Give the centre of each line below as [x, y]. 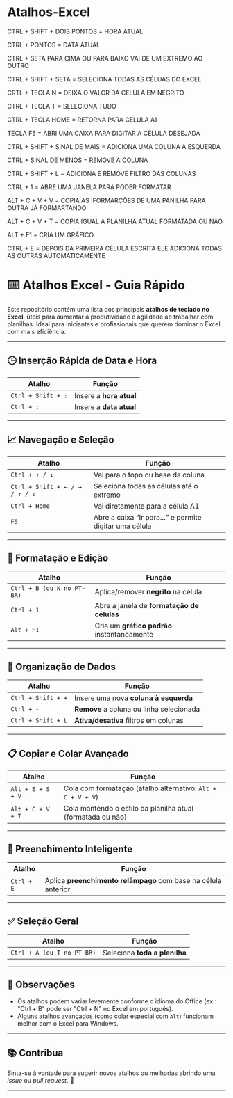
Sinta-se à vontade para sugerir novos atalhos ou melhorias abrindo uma [111, 1073]
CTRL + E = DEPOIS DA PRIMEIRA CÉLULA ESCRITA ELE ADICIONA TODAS [115, 248]
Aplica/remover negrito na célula [148, 592]
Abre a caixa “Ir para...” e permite [147, 517]
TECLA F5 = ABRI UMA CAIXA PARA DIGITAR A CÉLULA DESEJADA [104, 133]
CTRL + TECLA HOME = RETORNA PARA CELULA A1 [82, 120]
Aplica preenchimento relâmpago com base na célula [133, 880]
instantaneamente [124, 635]
